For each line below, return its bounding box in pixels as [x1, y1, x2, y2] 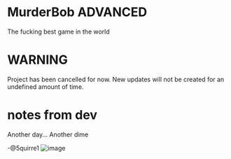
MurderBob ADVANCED [7, 4, 148, 20]
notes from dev [7, 107, 98, 123]
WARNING [7, 52, 68, 68]
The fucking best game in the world [7, 27, 110, 36]
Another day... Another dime [7, 130, 89, 139]
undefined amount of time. [7, 82, 84, 91]
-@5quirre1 [7, 144, 40, 152]
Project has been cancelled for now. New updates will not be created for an [7, 75, 225, 83]
